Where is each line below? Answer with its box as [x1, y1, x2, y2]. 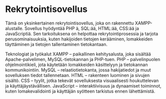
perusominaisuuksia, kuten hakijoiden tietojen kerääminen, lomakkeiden [5, 36, 153, 42]
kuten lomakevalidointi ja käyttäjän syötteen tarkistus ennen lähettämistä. [5, 88, 156, 94]
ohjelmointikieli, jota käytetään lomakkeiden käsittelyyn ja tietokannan [5, 61, 148, 67]
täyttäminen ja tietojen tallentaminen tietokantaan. [5, 41, 108, 47]
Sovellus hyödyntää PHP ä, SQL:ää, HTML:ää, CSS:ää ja [24, 25, 139, 31]
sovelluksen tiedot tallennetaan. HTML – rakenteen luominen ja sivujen [5, 72, 150, 78]
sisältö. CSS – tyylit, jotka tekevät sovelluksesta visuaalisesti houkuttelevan [5, 77, 159, 83]
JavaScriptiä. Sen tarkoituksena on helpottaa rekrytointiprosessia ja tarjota [5, 30, 159, 36]
